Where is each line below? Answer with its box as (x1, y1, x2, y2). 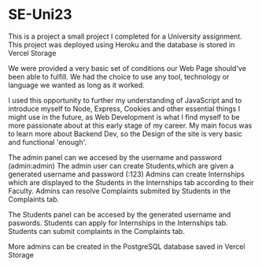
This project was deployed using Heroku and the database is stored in (8, 39, 235, 49)
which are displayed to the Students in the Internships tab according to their (8, 177, 254, 187)
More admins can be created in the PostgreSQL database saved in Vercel (8, 242, 245, 251)
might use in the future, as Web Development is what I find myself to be (8, 112, 240, 121)
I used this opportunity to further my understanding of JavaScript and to (8, 95, 242, 105)
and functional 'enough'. (8, 137, 87, 146)
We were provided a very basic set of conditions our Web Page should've (8, 63, 246, 72)
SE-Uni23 (8, 6, 72, 24)
